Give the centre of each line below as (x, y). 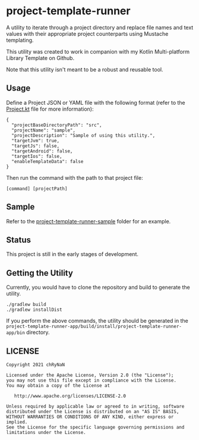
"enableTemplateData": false (48, 161)
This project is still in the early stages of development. (72, 254)
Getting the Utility (40, 273)
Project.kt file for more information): (50, 109)
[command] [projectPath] (37, 189)
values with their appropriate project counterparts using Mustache (87, 33)
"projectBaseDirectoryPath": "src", (57, 125)
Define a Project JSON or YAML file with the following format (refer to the (96, 102)
